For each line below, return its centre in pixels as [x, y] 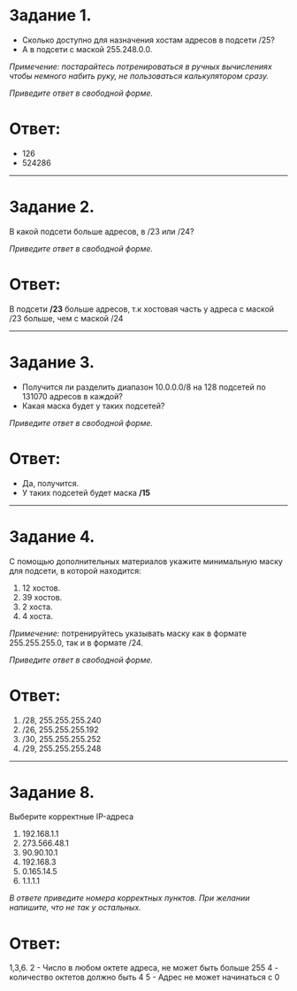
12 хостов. [41, 588]
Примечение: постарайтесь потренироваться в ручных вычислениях [141, 66]
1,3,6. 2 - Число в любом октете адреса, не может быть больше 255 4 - [144, 968]
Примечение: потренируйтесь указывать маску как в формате [128, 633]
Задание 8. [52, 792]
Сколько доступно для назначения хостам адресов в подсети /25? [148, 40]
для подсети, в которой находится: [75, 570]
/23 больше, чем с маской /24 [66, 318]
